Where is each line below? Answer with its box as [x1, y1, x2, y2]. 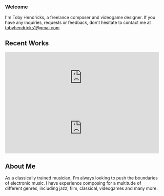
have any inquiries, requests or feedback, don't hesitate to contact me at [5, 20, 151, 25]
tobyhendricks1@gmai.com [5, 25, 60, 31]
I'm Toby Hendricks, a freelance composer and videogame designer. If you [5, 15, 156, 20]
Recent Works [5, 39, 49, 47]
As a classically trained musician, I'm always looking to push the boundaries [5, 175, 158, 181]
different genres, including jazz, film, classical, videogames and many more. [5, 185, 158, 191]
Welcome [5, 3, 28, 10]
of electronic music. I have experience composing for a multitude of [5, 180, 142, 186]
